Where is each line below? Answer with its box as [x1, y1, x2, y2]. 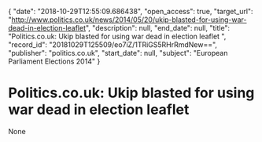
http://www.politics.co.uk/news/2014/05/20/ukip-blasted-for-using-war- [11, 15, 247, 24]
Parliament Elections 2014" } [8, 56, 101, 66]
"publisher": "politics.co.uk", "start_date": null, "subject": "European [8, 49, 228, 57]
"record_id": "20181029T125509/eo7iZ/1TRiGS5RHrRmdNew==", [8, 40, 218, 49]
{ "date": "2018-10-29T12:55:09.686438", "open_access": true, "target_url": [8, 7, 253, 16]
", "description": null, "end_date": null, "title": [85, 24, 231, 32]
